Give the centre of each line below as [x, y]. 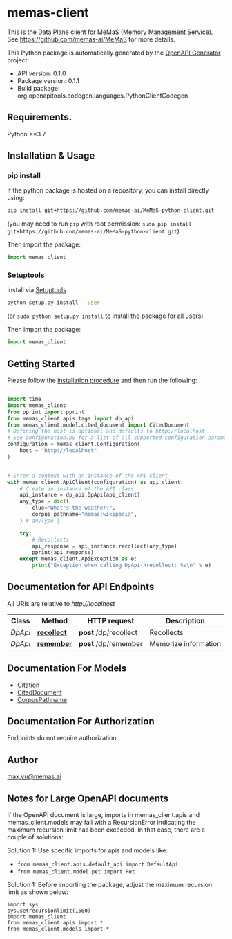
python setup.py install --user [54, 303]
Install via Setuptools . [38, 290]
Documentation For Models [67, 669]
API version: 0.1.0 [42, 73]
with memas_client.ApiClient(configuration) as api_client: [96, 482]
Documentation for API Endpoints [81, 587]
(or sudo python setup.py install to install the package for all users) [105, 316]
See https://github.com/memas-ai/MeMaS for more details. [91, 39]
